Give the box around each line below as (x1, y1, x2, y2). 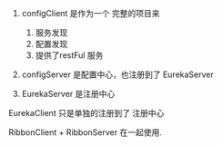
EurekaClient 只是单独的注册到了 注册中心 (8, 108, 165, 118)
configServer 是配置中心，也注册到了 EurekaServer (21, 69, 215, 80)
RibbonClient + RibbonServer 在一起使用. (8, 127, 163, 138)
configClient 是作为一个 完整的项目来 (21, 8, 160, 18)
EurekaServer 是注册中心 (21, 89, 116, 99)
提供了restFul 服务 (35, 50, 104, 61)
